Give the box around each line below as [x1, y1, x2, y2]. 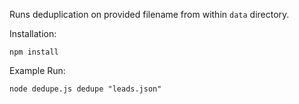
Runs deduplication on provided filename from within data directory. [9, 9, 290, 20]
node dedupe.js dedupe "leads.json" [9, 84, 162, 94]
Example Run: [9, 65, 66, 76]
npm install [9, 47, 59, 57]
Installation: [9, 28, 57, 39]
